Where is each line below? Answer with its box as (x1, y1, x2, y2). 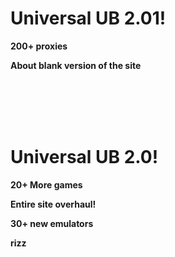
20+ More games (10, 178, 83, 191)
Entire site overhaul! (10, 198, 97, 210)
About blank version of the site (10, 59, 142, 71)
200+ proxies (10, 40, 68, 52)
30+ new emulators (10, 217, 94, 229)
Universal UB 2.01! (10, 7, 167, 30)
